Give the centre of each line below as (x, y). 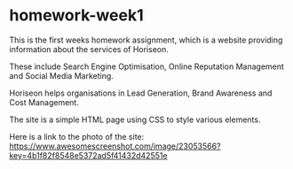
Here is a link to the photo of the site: (77, 136)
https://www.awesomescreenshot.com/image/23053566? (115, 146)
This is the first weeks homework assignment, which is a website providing (146, 40)
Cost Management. (44, 102)
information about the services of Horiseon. (89, 49)
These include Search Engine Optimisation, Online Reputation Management (146, 66)
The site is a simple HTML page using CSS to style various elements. (135, 119)
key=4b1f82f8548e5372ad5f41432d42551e (88, 155)
